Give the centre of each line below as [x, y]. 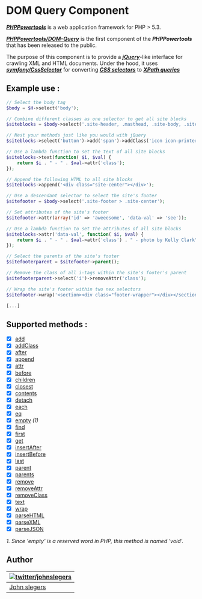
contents [26, 393]
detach [24, 400]
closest [24, 386]
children [25, 379]
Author [20, 560]
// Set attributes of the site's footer [58, 212]
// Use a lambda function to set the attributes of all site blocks [94, 229]
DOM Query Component [68, 11]
